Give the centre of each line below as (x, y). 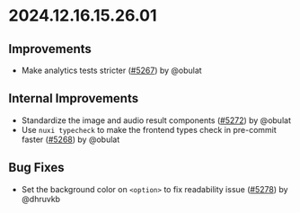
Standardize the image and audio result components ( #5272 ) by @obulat (156, 120)
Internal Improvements (74, 98)
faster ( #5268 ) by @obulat (71, 139)
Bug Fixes (36, 168)
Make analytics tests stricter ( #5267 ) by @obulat (112, 70)
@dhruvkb (40, 199)
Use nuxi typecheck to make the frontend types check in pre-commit (149, 129)
